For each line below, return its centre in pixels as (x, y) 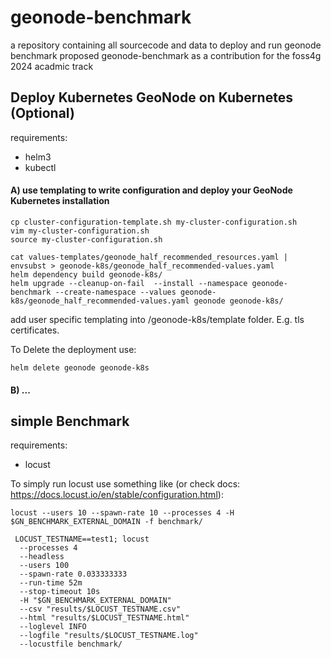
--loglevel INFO (53, 627)
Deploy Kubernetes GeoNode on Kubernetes (151, 97)
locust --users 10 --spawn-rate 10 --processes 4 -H (122, 513)
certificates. (35, 330)
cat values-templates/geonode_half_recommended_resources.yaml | (149, 257)
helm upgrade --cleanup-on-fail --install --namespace (129, 283)
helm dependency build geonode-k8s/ (86, 274)
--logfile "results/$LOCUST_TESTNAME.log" (109, 636)
